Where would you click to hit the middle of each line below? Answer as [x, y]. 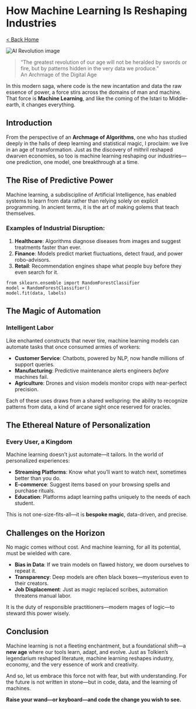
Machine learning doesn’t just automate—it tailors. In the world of [85, 454]
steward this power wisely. [38, 614]
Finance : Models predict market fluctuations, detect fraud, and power [99, 254]
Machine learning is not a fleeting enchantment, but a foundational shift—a [96, 646]
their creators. [32, 583]
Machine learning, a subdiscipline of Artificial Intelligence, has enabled [91, 194]
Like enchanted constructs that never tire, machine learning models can [93, 340]
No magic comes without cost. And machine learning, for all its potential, [94, 547]
